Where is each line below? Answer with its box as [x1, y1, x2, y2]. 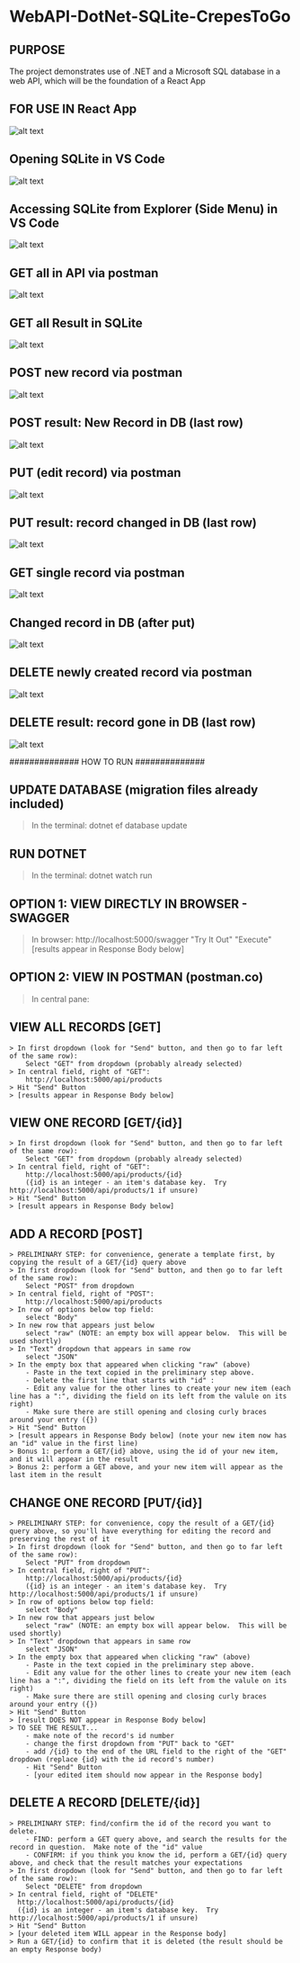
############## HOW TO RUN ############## [9, 756, 206, 766]
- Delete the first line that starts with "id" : [25, 1376, 216, 1385]
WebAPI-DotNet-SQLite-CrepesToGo [9, 6, 291, 27]
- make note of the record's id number [25, 1732, 175, 1741]
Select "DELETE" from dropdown [25, 1882, 143, 1891]
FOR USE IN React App [9, 102, 137, 117]
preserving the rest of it [9, 1535, 110, 1544]
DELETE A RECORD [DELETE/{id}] [9, 1795, 200, 1810]
